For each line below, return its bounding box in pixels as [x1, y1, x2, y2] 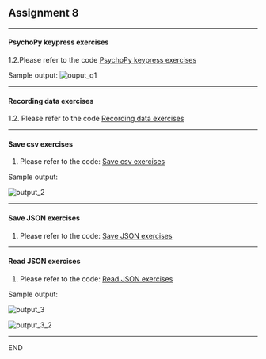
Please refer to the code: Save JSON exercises [19, 231, 173, 240]
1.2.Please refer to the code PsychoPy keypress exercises [8, 55, 197, 65]
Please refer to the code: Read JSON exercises [19, 273, 173, 284]
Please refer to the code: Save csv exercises [19, 157, 165, 166]
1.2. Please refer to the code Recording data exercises [8, 114, 184, 124]
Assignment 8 [8, 6, 79, 20]
